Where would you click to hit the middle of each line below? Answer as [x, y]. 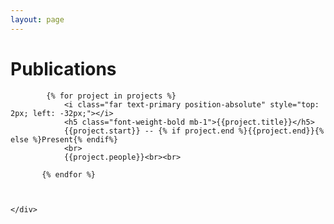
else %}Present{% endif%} [64, 139]
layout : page [37, 19]
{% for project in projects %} [111, 96]
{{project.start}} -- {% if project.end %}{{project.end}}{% [194, 131]
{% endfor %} [69, 174]
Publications [63, 68]
